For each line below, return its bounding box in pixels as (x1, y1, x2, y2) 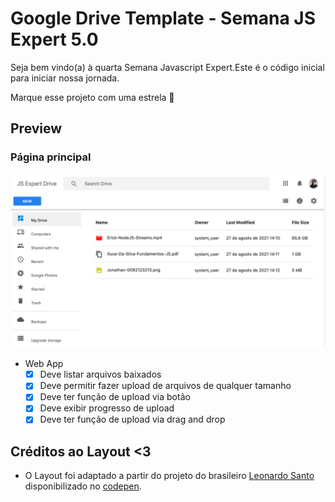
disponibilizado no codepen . (24, 480, 142, 492)
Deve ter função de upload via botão (39, 391, 191, 403)
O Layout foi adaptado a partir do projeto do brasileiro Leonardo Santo (24, 470, 315, 482)
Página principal (10, 150, 92, 164)
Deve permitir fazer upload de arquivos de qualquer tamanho (39, 380, 292, 392)
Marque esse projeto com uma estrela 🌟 (10, 91, 175, 103)
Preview (10, 120, 63, 137)
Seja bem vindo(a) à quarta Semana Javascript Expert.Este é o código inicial (10, 61, 325, 73)
